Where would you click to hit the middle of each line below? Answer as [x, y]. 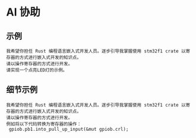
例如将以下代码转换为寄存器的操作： [44, 124]
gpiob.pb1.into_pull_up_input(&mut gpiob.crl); [69, 129]
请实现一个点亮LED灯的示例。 [37, 70]
